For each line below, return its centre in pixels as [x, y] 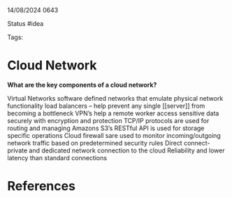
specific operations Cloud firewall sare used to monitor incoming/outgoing [114, 135]
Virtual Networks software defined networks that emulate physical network [115, 98]
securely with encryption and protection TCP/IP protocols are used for [108, 120]
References [41, 186]
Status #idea [26, 23]
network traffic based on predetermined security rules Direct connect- [109, 143]
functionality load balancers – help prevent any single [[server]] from [106, 106]
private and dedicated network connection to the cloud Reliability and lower [116, 150]
